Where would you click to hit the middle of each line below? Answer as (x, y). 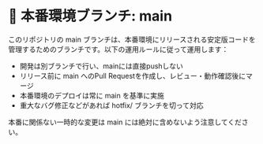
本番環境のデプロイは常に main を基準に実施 (92, 95)
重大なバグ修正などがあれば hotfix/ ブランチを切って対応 (111, 105)
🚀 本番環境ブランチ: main (90, 16)
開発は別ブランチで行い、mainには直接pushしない (101, 66)
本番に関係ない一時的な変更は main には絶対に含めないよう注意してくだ (125, 122)
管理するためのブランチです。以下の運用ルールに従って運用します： (118, 49)
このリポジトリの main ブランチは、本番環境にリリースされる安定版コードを (132, 39)
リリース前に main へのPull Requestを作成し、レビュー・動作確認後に (133, 76)
